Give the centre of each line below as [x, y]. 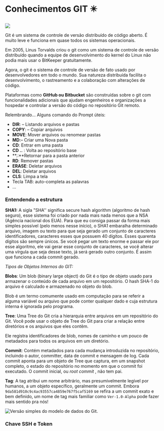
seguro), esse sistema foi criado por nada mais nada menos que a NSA [77, 215]
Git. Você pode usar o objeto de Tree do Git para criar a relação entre [75, 321]
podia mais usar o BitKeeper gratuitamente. [49, 60]
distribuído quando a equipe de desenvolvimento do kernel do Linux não [78, 55]
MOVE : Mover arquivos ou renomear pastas [57, 134]
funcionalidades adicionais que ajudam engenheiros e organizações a [75, 100]
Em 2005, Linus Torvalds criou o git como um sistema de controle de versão [82, 50]
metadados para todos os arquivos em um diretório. [57, 341]
